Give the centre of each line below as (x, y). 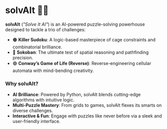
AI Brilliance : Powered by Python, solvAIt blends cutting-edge (76, 95)
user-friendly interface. (36, 121)
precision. (23, 57)
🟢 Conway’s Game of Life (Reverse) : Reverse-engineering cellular (82, 63)
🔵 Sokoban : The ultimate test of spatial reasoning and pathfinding (80, 52)
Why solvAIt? (22, 84)
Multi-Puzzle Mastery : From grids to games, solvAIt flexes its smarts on (87, 105)
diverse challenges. (33, 111)
